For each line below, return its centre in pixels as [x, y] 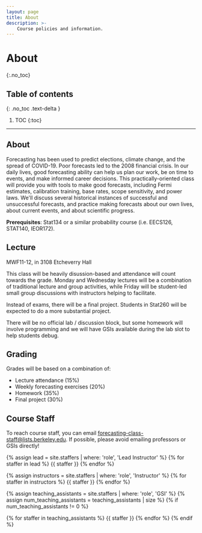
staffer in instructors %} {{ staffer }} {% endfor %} [68, 482]
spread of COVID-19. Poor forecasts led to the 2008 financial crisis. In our [97, 166]
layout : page [23, 12]
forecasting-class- [121, 433]
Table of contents [40, 94]
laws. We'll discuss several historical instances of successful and [87, 198]
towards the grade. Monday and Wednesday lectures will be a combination [99, 280]
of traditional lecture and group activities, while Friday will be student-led [97, 286]
